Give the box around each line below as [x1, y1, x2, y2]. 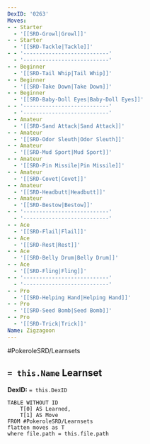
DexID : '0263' [7, 10, 50, 18]
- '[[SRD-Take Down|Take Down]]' [13, 83, 112, 90]
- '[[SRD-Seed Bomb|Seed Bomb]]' [13, 307, 112, 314]
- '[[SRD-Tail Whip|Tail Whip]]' [13, 70, 112, 77]
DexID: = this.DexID [7, 386, 67, 394]
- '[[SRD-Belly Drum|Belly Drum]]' [13, 255, 119, 262]
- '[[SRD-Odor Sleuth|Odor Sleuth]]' [13, 135, 125, 143]
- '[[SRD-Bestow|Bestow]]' [13, 201, 93, 209]
